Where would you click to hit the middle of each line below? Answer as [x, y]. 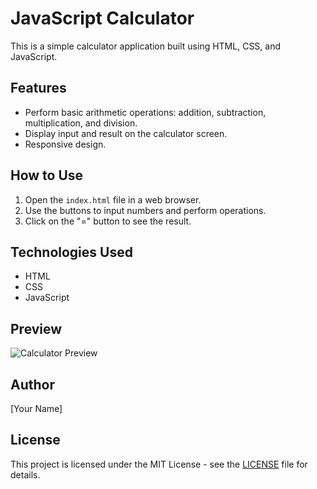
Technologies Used [71, 252]
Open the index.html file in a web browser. [113, 199]
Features [38, 88]
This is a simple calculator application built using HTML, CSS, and [146, 46]
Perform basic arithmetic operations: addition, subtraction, [145, 112]
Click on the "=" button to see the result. [108, 221]
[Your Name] [36, 408]
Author [32, 384]
